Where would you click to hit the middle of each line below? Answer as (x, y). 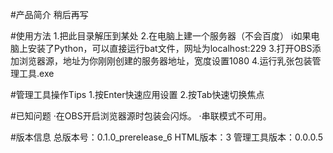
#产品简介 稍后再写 (49, 14)
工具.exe (36, 73)
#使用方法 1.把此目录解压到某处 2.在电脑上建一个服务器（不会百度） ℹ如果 (161, 36)
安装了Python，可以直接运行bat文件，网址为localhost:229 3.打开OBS (170, 48)
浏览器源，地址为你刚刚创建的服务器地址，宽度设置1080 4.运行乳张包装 (165, 61)
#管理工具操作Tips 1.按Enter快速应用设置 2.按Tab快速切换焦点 (137, 94)
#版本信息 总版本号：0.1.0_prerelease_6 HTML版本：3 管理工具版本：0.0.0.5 (167, 137)
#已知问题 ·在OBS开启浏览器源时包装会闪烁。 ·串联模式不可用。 (141, 116)
